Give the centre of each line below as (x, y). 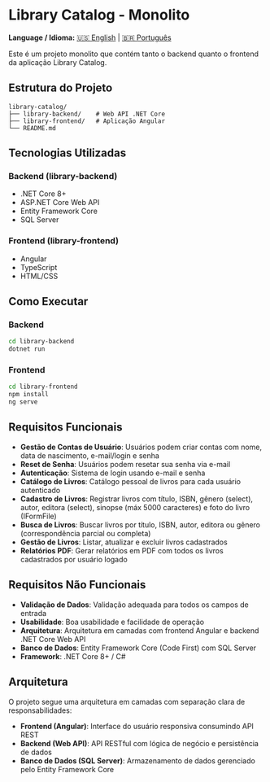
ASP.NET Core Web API (60, 203)
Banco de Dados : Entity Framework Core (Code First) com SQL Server (138, 648)
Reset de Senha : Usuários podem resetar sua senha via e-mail (125, 464)
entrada (33, 613)
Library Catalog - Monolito (99, 15)
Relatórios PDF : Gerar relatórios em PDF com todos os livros (122, 550)
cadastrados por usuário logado (74, 559)
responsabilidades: (40, 710)
